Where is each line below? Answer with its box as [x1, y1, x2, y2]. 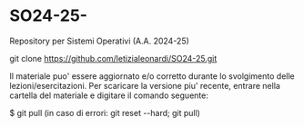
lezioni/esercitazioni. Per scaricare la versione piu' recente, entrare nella [9, 80, 280, 91]
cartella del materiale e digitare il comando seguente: [9, 90, 209, 101]
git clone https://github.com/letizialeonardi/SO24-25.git [9, 53, 218, 63]
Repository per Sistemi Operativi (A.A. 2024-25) [9, 35, 189, 46]
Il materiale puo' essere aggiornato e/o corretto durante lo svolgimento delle [9, 70, 295, 82]
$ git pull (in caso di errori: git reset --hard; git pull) [9, 107, 200, 118]
